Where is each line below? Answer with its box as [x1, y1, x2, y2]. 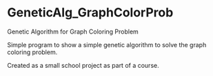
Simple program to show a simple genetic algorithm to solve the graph [7, 40, 207, 49]
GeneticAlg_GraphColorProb [7, 5, 174, 21]
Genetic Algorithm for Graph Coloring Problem [7, 27, 139, 36]
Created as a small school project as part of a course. [7, 61, 160, 69]
